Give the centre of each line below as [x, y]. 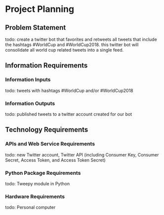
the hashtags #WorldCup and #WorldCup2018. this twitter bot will [72, 45]
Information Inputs [28, 79]
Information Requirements [46, 66]
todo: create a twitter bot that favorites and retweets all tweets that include [81, 39]
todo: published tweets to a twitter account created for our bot [69, 114]
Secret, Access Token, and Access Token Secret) [55, 160]
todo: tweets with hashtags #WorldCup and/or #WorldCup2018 [69, 90]
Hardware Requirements [35, 196]
